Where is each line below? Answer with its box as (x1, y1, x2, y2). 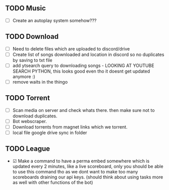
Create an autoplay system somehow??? (12, 17, 97, 23)
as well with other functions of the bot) (12, 179, 93, 185)
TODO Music (5, 4, 46, 13)
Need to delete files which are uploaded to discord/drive (12, 45, 130, 52)
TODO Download (5, 32, 59, 41)
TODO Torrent (5, 94, 50, 102)
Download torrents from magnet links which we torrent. (12, 123, 128, 130)
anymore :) (12, 73, 35, 80)
